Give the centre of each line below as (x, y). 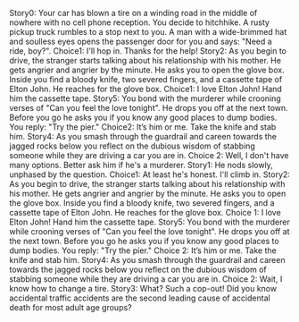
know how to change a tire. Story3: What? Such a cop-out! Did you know (143, 288)
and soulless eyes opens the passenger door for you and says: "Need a (141, 41)
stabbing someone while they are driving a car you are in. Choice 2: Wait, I (146, 279)
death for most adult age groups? (71, 307)
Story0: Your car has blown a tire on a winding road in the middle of (133, 13)
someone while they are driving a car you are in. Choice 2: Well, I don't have (149, 155)
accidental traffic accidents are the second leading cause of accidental (140, 298)
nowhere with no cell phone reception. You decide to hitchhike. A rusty (140, 22)
